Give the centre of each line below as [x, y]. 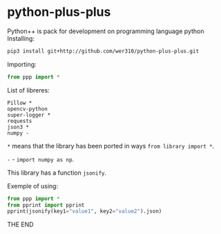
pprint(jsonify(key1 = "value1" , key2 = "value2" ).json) [85, 211]
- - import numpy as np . [41, 159]
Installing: [21, 38]
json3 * [18, 127]
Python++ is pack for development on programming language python [106, 31]
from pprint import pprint [46, 205]
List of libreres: [28, 90]
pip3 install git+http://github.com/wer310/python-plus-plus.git [103, 51]
